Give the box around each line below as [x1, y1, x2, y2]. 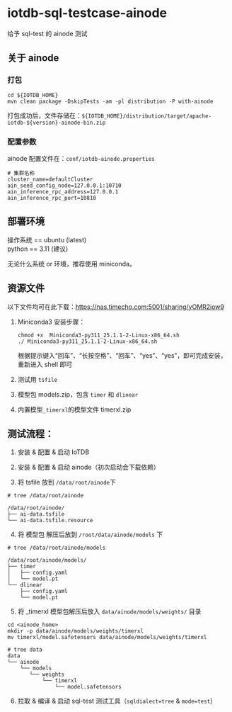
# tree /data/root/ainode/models [7, 544, 106, 552]
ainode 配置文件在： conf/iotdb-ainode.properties [7, 154, 156, 162]
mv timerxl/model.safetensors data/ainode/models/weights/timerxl [7, 634, 207, 641]
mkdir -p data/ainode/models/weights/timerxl [7, 628, 144, 635]
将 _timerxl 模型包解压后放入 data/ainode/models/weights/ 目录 [17, 607, 202, 616]
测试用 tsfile [17, 375, 58, 383]
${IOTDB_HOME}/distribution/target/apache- [81, 112, 212, 120]
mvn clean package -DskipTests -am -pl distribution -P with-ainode [7, 98, 214, 105]
